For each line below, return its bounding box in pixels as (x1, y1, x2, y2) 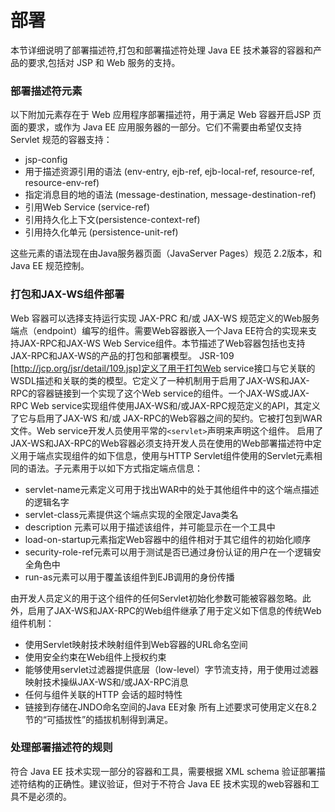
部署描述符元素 (10, 84, 83, 98)
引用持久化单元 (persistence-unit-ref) (24, 226, 179, 238)
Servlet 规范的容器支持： (10, 134, 113, 146)
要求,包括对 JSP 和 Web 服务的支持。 (27, 56, 181, 68)
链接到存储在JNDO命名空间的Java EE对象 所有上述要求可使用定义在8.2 (24, 701, 318, 713)
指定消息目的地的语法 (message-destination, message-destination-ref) (24, 189, 317, 201)
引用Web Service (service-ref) (24, 201, 151, 213)
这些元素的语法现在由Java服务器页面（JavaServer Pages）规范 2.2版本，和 (10, 247, 323, 260)
